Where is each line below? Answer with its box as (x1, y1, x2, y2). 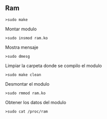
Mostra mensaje (5, 44, 38, 50)
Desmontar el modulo (5, 81, 50, 87)
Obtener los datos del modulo (5, 99, 66, 105)
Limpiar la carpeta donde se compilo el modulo (5, 62, 102, 69)
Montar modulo (5, 26, 37, 32)
